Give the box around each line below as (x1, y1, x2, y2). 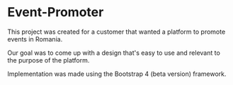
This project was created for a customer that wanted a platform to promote (7, 27, 226, 36)
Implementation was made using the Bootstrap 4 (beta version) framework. (7, 70, 227, 78)
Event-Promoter (7, 4, 104, 20)
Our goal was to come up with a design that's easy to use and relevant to (7, 48, 221, 57)
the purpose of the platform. (7, 55, 90, 64)
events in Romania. (7, 34, 63, 43)
